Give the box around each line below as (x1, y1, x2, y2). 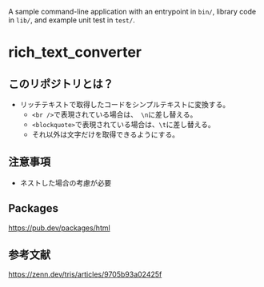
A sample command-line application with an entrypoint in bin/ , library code (8, 7, 257, 16)
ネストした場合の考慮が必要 (19, 177, 112, 187)
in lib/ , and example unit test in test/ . (8, 15, 135, 25)
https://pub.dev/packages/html (8, 223, 110, 233)
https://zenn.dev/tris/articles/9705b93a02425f (8, 269, 162, 279)
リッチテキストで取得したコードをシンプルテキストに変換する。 (19, 100, 230, 109)
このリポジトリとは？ (8, 77, 114, 90)
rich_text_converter (8, 43, 142, 62)
